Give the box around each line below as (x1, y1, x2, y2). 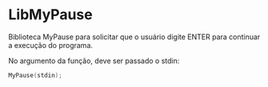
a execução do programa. (8, 40, 94, 49)
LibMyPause (8, 6, 94, 24)
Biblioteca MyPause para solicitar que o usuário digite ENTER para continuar (8, 32, 261, 42)
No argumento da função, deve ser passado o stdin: (8, 56, 180, 65)
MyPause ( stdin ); (8, 71, 62, 79)
